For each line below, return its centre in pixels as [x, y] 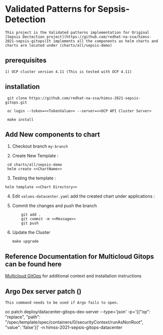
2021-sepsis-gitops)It [28, 41]
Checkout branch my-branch [40, 146]
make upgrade [25, 241]
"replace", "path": [23, 317]
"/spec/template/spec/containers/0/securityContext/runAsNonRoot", [74, 322]
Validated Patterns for [51, 9]
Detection [25, 19]
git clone [17, 98]
